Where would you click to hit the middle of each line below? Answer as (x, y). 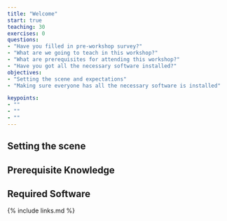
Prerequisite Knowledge (61, 170)
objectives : (25, 72)
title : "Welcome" (33, 14)
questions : (23, 40)
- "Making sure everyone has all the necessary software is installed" (114, 86)
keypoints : (23, 98)
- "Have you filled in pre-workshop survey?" (75, 46)
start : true (25, 20)
